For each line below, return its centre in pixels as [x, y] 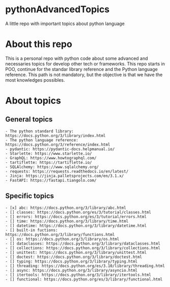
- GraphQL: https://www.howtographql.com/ [51, 158]
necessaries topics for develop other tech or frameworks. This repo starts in [85, 64]
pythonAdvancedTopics [58, 9]
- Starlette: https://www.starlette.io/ [49, 153]
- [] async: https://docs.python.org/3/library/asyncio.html [72, 270]
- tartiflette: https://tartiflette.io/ [49, 162]
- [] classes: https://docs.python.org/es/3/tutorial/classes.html [78, 212]
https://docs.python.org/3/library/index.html [55, 136]
